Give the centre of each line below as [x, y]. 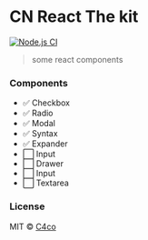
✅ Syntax [40, 134]
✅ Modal [39, 124]
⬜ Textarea [46, 183]
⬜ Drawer [43, 164]
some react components [77, 59]
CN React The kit [74, 17]
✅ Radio [38, 113]
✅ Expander [45, 144]
